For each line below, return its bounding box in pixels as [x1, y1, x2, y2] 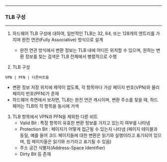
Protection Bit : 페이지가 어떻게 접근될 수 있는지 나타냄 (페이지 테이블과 [19, 126, 158, 132]
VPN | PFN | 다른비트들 [5, 75, 49, 80]
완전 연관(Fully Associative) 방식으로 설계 [21, 37, 103, 43]
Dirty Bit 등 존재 [19, 151, 51, 157]
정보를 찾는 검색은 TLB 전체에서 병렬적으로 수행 [25, 53, 117, 60]
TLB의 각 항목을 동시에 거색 [25, 103, 80, 109]
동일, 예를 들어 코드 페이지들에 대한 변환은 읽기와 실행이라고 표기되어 [19, 133, 153, 139]
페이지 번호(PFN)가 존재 [12, 91, 59, 97]
